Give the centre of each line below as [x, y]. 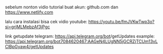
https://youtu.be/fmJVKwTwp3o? [121, 22]
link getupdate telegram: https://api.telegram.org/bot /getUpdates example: [80, 36]
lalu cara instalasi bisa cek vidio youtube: [46, 22]
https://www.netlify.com [29, 12]
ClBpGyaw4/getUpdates [29, 46]
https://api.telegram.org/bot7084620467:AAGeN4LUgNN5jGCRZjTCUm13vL [81, 41]
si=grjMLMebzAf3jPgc [27, 27]
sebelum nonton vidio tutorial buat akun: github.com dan [62, 7]
